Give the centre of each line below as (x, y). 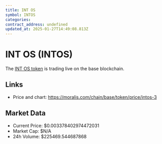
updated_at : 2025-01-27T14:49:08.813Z (47, 29)
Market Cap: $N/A (32, 131)
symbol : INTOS (21, 15)
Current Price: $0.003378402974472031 (56, 126)
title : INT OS (21, 10)
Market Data (25, 113)
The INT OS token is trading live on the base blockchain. (65, 69)
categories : (18, 19)
